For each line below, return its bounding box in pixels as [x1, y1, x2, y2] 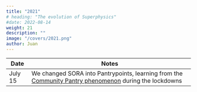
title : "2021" [6, 8, 41, 15]
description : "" [6, 30, 46, 36]
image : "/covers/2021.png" [6, 36, 72, 41]
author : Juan [6, 41, 38, 47]
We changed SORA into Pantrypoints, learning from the [31, 69, 183, 77]
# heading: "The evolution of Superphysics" [6, 14, 117, 20]
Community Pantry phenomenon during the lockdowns [31, 76, 182, 84]
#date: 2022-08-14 [6, 19, 51, 25]
